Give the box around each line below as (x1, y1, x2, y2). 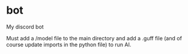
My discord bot (6, 23, 44, 30)
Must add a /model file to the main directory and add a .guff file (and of (6, 34, 182, 42)
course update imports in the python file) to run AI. (6, 41, 132, 48)
